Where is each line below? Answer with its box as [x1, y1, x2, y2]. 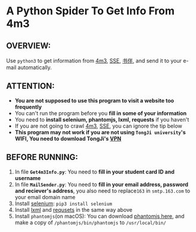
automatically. [17, 64, 52, 71]
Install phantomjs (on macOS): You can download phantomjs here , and [14, 212, 185, 219]
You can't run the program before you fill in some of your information [14, 109, 187, 117]
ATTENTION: [6, 81, 55, 91]
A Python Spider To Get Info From [6, 4, 175, 18]
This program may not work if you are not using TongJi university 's [14, 128, 186, 135]
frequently [14, 103, 42, 110]
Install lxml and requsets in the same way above [14, 206, 133, 213]
